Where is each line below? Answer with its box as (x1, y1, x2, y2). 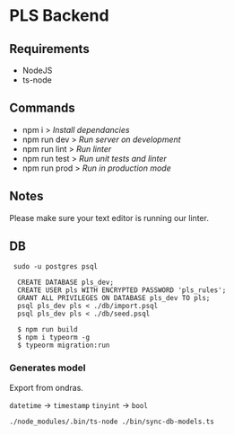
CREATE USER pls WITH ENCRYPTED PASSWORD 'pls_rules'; (17, 286, 227, 295)
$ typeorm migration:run (17, 341, 110, 351)
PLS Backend (9, 5, 109, 26)
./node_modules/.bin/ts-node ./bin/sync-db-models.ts (9, 417, 215, 426)
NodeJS (22, 65, 53, 75)
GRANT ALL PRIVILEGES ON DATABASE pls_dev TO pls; (17, 294, 211, 303)
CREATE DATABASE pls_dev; (17, 278, 115, 288)
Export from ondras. (9, 382, 83, 393)
